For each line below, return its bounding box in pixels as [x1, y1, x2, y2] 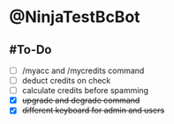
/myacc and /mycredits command [21, 65, 145, 76]
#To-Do [9, 42, 52, 57]
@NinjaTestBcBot [9, 7, 140, 27]
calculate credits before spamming [21, 85, 148, 96]
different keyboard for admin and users [21, 105, 165, 116]
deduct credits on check [21, 76, 111, 86]
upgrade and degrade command [21, 95, 140, 106]
